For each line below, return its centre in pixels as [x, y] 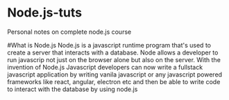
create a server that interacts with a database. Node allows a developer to [113, 52]
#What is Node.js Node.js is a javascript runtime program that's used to [109, 45]
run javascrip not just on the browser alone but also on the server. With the [114, 59]
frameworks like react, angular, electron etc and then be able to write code [114, 81]
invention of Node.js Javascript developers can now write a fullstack [105, 67]
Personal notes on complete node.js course [69, 32]
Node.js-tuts [44, 13]
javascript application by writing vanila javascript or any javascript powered [115, 74]
